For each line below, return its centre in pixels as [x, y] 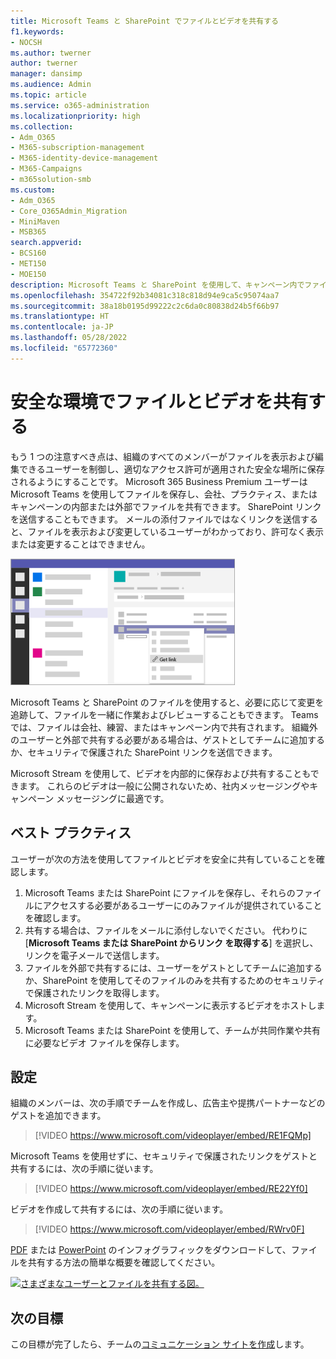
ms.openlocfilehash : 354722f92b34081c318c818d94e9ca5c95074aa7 [145, 295]
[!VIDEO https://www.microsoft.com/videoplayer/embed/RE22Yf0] [171, 1189]
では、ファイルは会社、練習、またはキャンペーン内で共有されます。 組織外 [164, 727]
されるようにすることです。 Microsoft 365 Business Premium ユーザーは [159, 481]
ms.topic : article [48, 95]
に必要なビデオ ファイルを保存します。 [104, 1042]
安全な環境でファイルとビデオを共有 [159, 401]
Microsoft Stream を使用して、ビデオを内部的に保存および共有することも [160, 773]
